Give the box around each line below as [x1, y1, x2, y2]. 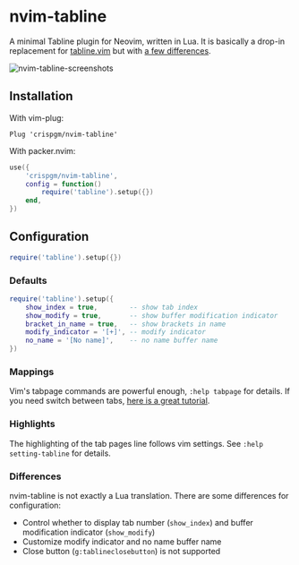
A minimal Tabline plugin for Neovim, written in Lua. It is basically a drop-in [9, 36, 286, 47]
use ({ [9, 163, 30, 172]
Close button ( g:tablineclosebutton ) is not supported [21, 546, 221, 556]
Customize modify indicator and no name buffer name [21, 536, 222, 547]
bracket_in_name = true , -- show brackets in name [25, 320, 226, 329]
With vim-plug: [9, 112, 64, 123]
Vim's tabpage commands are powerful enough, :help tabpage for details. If [9, 386, 291, 397]
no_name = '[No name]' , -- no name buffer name [25, 336, 218, 346]
